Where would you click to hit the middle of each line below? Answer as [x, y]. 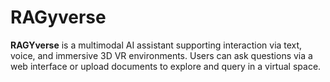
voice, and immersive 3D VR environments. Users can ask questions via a [161, 55]
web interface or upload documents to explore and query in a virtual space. [166, 66]
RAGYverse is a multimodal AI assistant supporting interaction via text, [156, 45]
